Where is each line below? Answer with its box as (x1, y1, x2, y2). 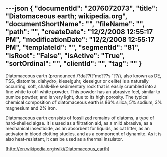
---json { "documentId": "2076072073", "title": (5, 4, 158, 13)
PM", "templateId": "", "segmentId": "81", (5, 43, 140, 52)
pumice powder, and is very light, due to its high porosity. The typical (5, 94, 149, 100)
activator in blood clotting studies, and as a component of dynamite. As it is (5, 131, 162, 137)
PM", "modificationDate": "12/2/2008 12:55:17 (5, 35, 155, 44)
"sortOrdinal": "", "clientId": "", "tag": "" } (5, 59, 142, 68)
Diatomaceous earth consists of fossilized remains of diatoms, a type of (5, 115, 155, 121)
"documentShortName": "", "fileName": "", (5, 20, 145, 28)
